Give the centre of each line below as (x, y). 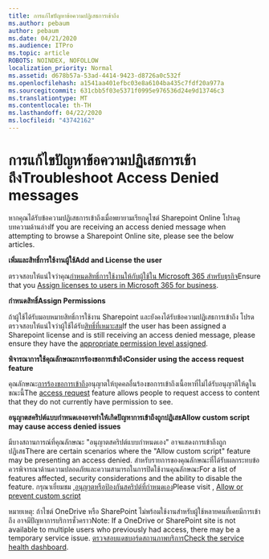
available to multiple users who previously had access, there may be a (124, 529)
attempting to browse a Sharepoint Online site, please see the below (121, 236)
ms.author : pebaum (39, 23)
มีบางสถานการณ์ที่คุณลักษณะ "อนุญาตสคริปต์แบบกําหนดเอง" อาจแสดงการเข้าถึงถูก (117, 442)
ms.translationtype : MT (48, 98)
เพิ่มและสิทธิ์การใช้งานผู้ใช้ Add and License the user (85, 260)
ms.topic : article (39, 53)
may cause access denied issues (65, 426)
